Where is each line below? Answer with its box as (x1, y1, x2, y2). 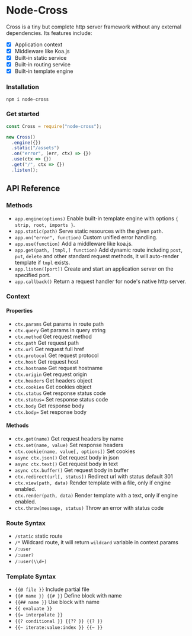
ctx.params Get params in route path (14, 320, 104, 327)
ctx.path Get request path (14, 339, 79, 346)
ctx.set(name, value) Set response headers (14, 441, 123, 448)
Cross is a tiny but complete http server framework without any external (6, 23, 182, 30)
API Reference (6, 184, 60, 194)
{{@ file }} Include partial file (14, 586, 90, 593)
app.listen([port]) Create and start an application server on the (14, 265, 174, 272)
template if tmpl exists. (14, 259, 71, 266)
